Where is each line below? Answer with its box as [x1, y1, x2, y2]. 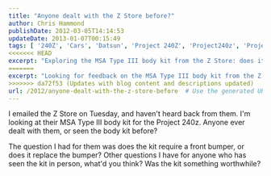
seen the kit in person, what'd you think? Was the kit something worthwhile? [8, 159, 261, 169]
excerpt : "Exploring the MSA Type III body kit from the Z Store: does [8, 57, 254, 65]
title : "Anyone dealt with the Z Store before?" [8, 11, 175, 20]
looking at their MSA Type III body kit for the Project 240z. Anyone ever [8, 118, 245, 128]
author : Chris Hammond [8, 19, 85, 27]
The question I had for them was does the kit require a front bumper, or [8, 142, 244, 152]
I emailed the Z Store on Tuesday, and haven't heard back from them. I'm [8, 109, 251, 119]
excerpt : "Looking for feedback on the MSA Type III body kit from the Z [8, 72, 262, 80]
